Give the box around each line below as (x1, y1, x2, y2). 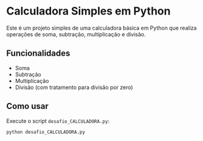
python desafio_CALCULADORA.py (6, 129, 85, 135)
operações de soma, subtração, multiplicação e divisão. (6, 30, 146, 38)
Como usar (6, 101, 49, 111)
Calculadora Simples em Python (6, 4, 171, 18)
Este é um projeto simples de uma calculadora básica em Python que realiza (6, 24, 197, 31)
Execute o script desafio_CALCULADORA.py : (6, 117, 110, 125)
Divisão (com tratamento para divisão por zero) (15, 84, 133, 91)
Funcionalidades (6, 48, 71, 59)
